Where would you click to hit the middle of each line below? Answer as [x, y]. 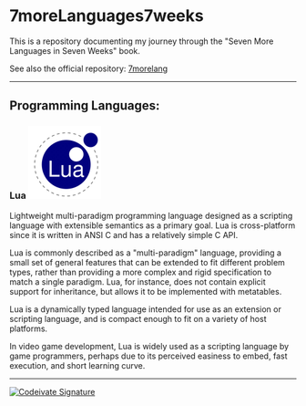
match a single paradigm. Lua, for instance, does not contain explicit [138, 281]
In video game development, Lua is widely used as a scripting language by [149, 346]
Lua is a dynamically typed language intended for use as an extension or [146, 309]
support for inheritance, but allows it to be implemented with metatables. [146, 291]
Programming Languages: [85, 106]
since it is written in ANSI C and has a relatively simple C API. [124, 234]
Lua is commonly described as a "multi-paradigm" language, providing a [146, 253]
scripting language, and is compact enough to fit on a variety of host [138, 318]
